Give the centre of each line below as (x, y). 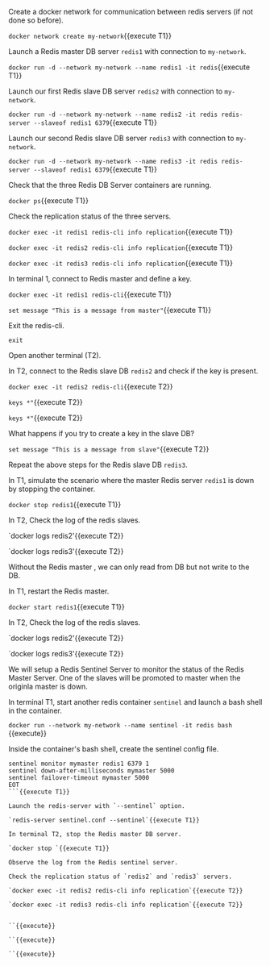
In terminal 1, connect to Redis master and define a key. (100, 279)
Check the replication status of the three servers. (90, 216)
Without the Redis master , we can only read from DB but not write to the (129, 567)
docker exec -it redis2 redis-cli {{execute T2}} (91, 387)
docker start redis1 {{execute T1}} (66, 607)
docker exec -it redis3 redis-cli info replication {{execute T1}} (121, 263)
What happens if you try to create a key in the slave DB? (102, 433)
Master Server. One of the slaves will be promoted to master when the (125, 678)
